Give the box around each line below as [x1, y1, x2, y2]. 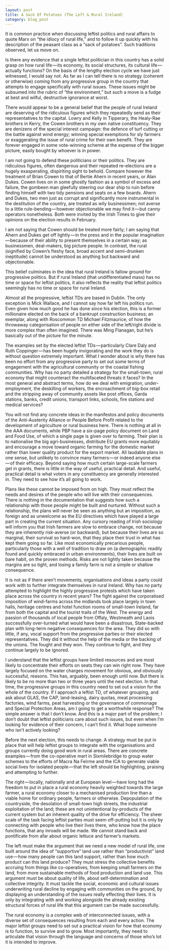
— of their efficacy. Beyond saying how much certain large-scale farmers [5, 460, 157, 466]
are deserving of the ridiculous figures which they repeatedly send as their [5, 110, 161, 116]
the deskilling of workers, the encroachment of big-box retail [33, 385, 160, 391]
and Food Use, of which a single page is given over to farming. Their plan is [5, 433, 163, 439]
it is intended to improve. [5, 939, 57, 945]
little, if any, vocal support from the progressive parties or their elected [5, 631, 153, 637]
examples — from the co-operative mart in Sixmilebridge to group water [5, 753, 154, 759]
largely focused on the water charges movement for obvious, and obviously [5, 668, 163, 674]
